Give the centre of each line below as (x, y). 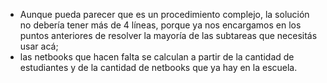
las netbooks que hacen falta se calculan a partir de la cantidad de (157, 57)
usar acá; (39, 46)
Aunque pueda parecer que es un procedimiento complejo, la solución (164, 14)
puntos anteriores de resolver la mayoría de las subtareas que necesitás (168, 35)
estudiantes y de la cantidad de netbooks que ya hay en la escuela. (158, 67)
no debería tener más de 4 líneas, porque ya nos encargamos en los (160, 25)
